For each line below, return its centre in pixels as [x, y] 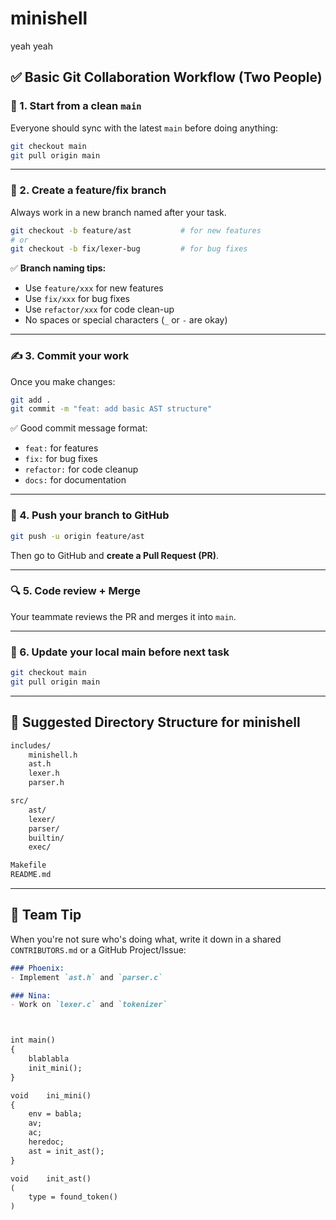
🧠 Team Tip [46, 915]
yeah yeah [32, 46]
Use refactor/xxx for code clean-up [99, 309]
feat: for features [61, 448]
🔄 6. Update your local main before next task [120, 652]
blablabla [49, 1059]
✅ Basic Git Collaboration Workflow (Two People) [166, 77]
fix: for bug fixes [61, 459]
